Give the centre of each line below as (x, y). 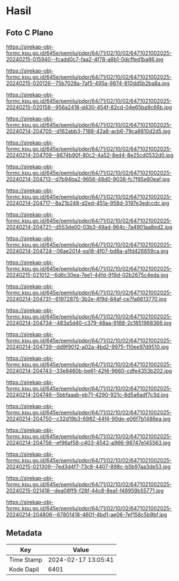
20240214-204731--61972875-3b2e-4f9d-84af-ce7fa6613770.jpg (87, 299)
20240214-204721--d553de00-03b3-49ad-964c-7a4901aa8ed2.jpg (89, 227)
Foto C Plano (30, 33)
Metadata (24, 533)
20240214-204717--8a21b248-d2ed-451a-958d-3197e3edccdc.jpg (88, 203)
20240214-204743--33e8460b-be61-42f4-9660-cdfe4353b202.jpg (89, 371)
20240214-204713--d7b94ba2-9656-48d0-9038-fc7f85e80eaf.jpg (88, 179)
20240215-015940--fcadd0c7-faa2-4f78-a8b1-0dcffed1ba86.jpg (85, 59)
